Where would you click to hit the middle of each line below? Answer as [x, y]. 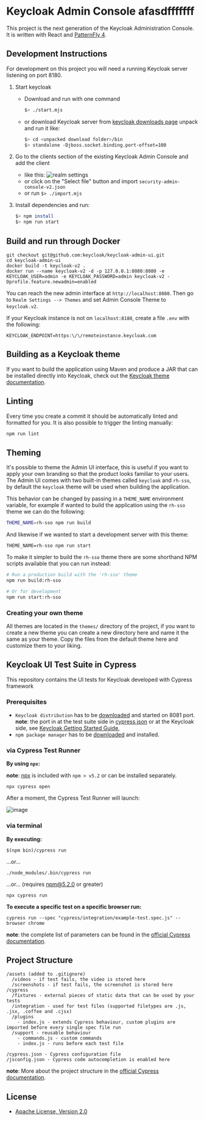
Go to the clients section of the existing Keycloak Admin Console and [102, 156]
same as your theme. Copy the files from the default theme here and [92, 639]
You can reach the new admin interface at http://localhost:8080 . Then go [100, 293]
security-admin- [160, 182]
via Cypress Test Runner [44, 750]
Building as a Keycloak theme [63, 355]
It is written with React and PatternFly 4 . [56, 34]
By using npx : [23, 764]
